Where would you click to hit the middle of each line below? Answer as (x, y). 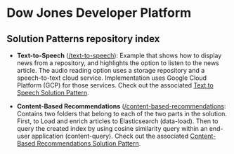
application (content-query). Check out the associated (110, 136)
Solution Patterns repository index (83, 39)
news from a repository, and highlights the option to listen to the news (118, 63)
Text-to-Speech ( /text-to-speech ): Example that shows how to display (119, 55)
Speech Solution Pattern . (53, 93)
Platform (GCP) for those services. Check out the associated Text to (115, 85)
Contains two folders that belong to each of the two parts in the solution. (122, 114)
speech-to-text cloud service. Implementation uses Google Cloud (112, 78)
